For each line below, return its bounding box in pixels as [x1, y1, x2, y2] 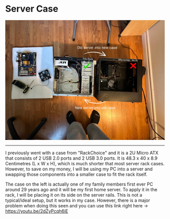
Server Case [5, 3, 59, 15]
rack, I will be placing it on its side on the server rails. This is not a [5, 192, 143, 198]
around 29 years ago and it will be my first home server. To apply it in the [5, 186, 158, 193]
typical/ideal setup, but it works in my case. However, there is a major [5, 197, 150, 203]
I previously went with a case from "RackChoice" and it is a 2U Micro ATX [5, 150, 158, 156]
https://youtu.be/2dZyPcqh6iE [5, 208, 68, 214]
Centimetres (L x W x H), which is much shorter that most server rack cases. [5, 160, 165, 166]
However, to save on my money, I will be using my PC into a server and [5, 166, 153, 172]
